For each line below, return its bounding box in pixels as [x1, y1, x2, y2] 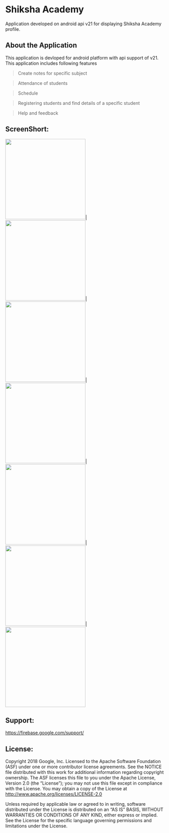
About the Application [5, 41, 77, 50]
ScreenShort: [5, 125, 49, 134]
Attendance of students [17, 80, 68, 86]
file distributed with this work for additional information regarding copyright [5, 769, 164, 775]
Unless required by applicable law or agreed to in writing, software [5, 801, 146, 807]
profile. [5, 26, 20, 32]
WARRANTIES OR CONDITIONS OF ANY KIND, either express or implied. [5, 812, 158, 818]
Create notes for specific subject [17, 70, 88, 76]
